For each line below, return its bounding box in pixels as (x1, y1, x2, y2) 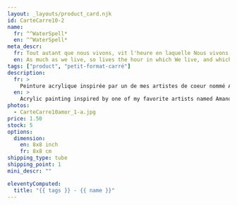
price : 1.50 (7, 115, 42, 122)
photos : (7, 102, 30, 109)
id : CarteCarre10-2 (7, 17, 65, 24)
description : (7, 69, 46, 76)
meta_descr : (7, 43, 42, 50)
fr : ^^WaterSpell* (13, 30, 68, 37)
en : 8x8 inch (20, 142, 59, 149)
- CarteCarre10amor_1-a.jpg (13, 108, 97, 116)
